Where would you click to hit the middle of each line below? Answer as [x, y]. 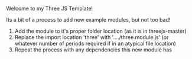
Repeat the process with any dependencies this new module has [93, 50]
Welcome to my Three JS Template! [50, 8]
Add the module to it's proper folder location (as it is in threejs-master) [101, 31]
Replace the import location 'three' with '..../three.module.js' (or [92, 37]
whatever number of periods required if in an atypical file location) [95, 44]
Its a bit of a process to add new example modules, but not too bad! [88, 20]
